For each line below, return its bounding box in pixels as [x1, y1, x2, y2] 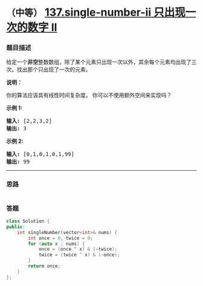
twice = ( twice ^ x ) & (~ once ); [38, 252, 120, 258]
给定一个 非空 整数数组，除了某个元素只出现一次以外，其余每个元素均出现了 [6, 59, 192, 66]
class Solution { [6, 218, 50, 224]
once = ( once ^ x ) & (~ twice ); [38, 246, 118, 252]
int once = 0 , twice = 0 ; [28, 235, 94, 241]
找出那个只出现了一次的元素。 [16, 66, 91, 73]
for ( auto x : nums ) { [28, 241, 85, 247]
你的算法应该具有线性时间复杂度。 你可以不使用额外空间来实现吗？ [6, 92, 172, 99]
